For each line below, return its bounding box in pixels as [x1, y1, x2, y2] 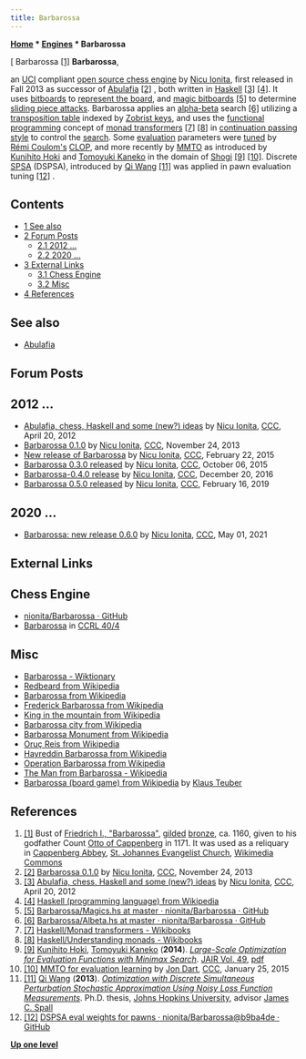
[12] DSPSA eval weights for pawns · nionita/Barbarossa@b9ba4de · [23, 1012, 280, 1023]
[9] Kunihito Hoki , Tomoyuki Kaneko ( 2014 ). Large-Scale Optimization [23, 944, 287, 955]
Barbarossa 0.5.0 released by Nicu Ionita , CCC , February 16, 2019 [23, 479, 270, 490]
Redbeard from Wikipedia [23, 680, 120, 692]
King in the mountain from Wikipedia [23, 709, 161, 720]
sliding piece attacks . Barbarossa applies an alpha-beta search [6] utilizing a [10, 102, 298, 114]
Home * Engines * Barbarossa [10, 38, 127, 49]
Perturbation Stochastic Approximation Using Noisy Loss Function [23, 983, 273, 993]
